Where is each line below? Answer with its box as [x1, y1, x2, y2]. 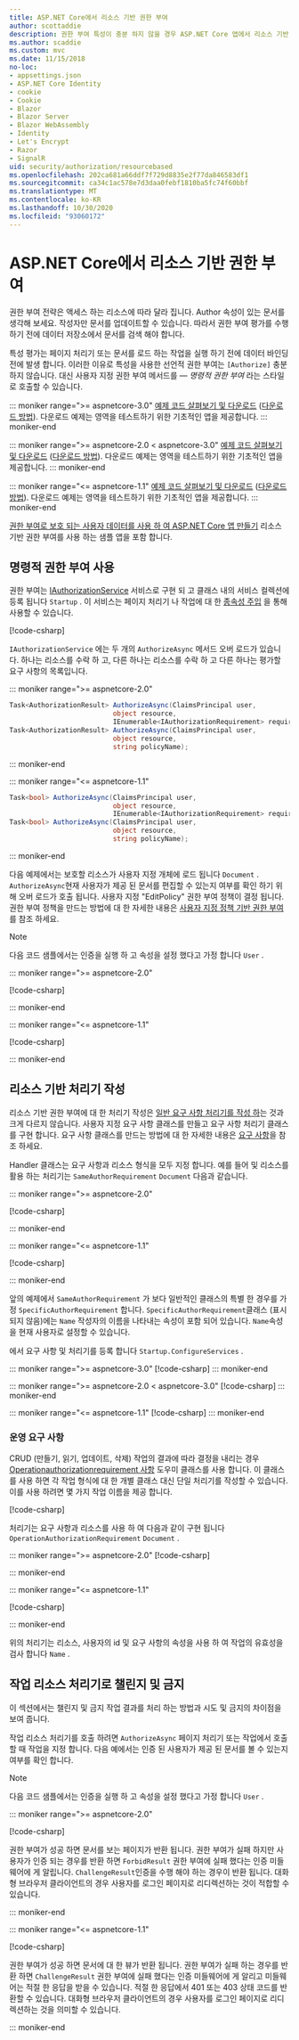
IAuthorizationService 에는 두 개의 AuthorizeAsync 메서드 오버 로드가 [9, 643, 258, 655]
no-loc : [9, 63, 38, 72]
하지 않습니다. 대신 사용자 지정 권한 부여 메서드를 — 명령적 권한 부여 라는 [9, 370, 261, 380]
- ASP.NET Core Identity [9, 79, 101, 88]
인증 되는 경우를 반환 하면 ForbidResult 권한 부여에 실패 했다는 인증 [32, 1855, 269, 1866]
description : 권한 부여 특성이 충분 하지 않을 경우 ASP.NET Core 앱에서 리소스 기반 [9, 29, 289, 38]
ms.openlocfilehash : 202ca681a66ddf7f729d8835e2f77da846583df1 [9, 170, 249, 179]
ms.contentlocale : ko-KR [9, 195, 101, 205]
